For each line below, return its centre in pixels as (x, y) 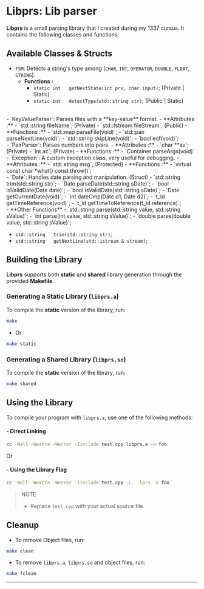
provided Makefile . (30, 281)
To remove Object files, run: (50, 540)
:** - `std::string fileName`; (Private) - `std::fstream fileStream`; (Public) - (97, 125)
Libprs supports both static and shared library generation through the (94, 274)
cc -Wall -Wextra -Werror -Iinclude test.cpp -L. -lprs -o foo (88, 483)
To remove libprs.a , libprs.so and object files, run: (80, 563)
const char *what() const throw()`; (49, 170)
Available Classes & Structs (59, 54)
